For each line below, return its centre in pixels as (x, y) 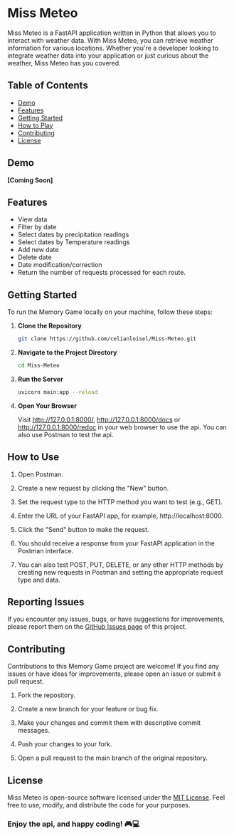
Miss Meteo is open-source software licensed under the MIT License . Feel (116, 798)
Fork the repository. (47, 695)
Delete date (34, 257)
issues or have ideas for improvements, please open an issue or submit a (115, 674)
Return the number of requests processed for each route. (102, 273)
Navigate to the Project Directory (67, 352)
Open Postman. (41, 474)
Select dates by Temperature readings (74, 242)
